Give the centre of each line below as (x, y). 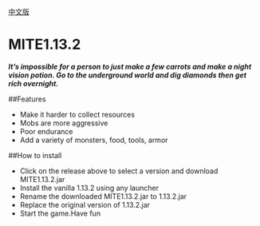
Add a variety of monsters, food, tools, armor (94, 140)
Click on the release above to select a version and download (119, 171)
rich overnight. (33, 83)
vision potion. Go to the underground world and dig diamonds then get (128, 75)
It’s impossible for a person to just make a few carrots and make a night (130, 66)
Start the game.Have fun (60, 213)
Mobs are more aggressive (64, 123)
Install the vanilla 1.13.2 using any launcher (89, 188)
